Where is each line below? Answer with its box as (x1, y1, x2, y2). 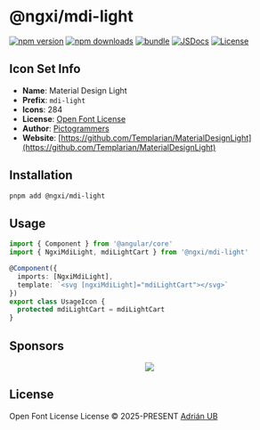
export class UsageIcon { (9, 296, 105, 306)
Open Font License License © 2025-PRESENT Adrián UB (9, 410, 218, 421)
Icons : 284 (21, 104, 63, 115)
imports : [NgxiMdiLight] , (17, 272, 114, 281)
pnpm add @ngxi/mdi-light (9, 191, 105, 200)
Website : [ (21, 132, 61, 143)
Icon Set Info (9, 61, 81, 77)
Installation (9, 167, 73, 183)
